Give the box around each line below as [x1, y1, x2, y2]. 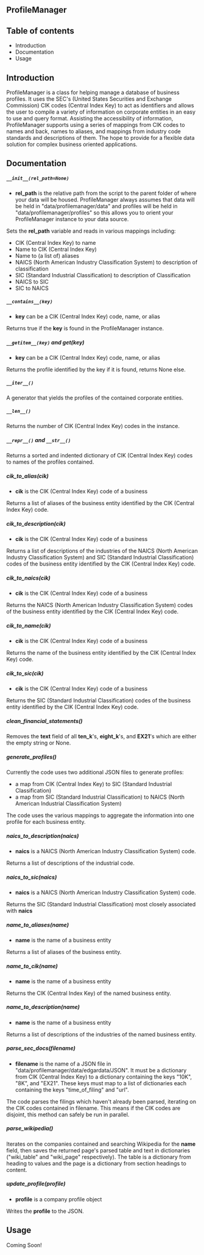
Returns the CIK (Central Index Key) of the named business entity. [6, 989, 172, 997]
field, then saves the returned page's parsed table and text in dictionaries [6, 1146, 191, 1154]
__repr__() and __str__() [6, 436, 71, 443]
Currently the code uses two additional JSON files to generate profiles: [6, 769, 184, 776]
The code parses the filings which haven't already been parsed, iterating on [6, 1097, 197, 1105]
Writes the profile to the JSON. [6, 1207, 84, 1215]
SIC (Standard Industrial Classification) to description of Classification [15, 272, 191, 279]
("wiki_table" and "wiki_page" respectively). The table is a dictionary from [6, 1153, 191, 1160]
